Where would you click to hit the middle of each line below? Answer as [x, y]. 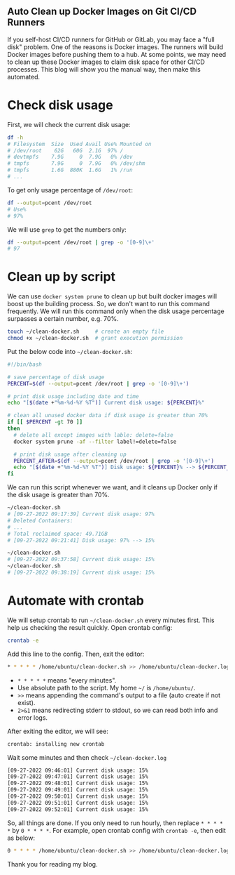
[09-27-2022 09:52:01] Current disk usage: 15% [78, 809]
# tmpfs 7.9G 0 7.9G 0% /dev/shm [76, 164]
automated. [24, 77]
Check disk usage [60, 105]
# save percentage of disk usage [56, 377]
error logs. [32, 717]
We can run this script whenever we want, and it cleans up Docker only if [113, 487]
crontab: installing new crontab [56, 744]
